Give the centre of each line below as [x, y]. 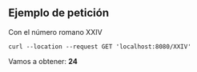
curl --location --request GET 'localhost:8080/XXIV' [100, 47]
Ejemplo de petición [59, 13]
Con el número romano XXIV [55, 32]
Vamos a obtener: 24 [43, 61]
